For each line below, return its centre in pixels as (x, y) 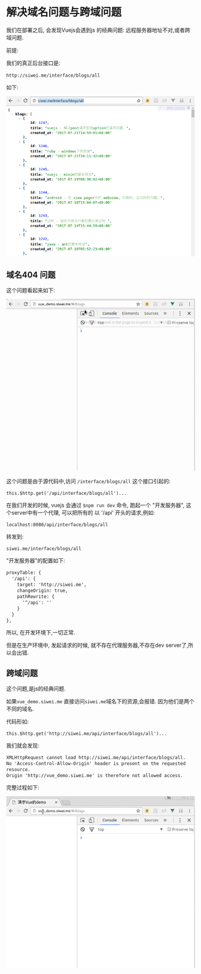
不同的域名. (20, 709)
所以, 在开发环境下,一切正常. (41, 632)
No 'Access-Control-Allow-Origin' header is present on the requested (96, 764)
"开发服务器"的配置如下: (36, 560)
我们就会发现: (23, 746)
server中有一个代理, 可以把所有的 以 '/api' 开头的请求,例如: (83, 512)
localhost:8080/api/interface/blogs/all (57, 525)
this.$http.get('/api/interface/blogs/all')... (67, 493)
